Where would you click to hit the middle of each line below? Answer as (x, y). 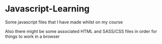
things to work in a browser (32, 36)
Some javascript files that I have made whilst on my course (64, 22)
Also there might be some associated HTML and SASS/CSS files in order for (81, 31)
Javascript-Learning (47, 9)
